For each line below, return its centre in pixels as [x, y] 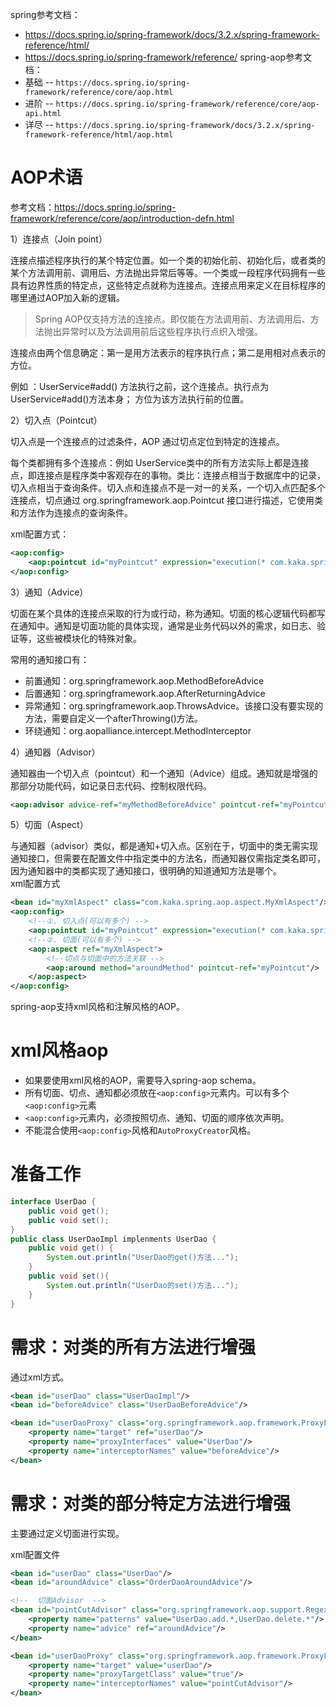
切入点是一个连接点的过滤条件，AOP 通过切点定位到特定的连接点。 [147, 441]
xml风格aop [59, 1050]
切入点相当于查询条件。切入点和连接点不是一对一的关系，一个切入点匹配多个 [168, 487]
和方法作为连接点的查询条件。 [71, 512]
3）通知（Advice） [49, 592]
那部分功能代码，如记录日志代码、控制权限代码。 [111, 785]
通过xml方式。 [40, 1377]
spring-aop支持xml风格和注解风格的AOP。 [98, 1007]
